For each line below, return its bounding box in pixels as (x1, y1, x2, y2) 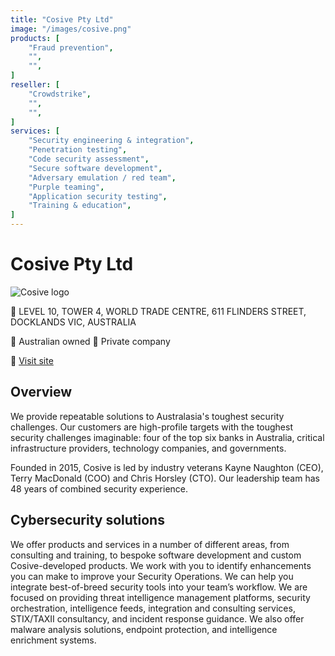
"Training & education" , (28, 201, 132, 211)
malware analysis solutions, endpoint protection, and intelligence (10, 623, 278, 635)
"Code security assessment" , (28, 154, 150, 164)
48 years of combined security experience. (10, 482, 189, 495)
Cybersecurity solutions (10, 512, 165, 529)
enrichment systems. (10, 634, 97, 646)
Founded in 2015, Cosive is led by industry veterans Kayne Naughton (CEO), (10, 461, 324, 473)
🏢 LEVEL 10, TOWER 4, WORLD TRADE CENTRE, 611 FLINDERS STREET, (10, 305, 307, 317)
